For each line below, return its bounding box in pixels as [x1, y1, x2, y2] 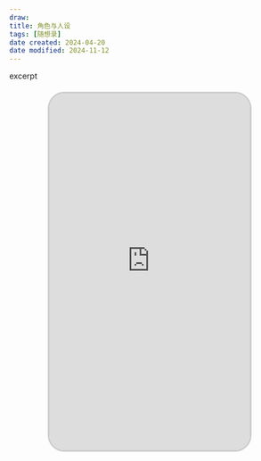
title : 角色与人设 [9, 21, 71, 30]
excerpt [9, 70, 37, 81]
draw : [9, 12, 29, 22]
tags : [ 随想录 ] [9, 29, 62, 38]
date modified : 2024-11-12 [9, 46, 110, 55]
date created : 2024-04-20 [9, 37, 105, 47]
